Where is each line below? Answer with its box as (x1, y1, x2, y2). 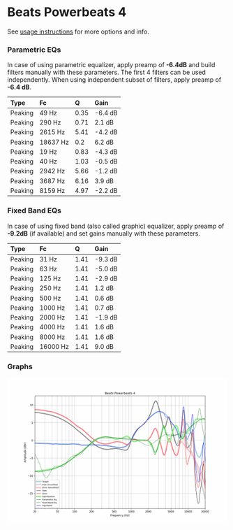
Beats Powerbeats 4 (7, 4, 127, 20)
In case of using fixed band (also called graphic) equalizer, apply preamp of (7, 222, 225, 230)
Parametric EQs (7, 45, 61, 55)
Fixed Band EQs (7, 206, 61, 215)
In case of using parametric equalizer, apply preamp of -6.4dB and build (7, 61, 216, 69)
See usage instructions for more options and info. (7, 27, 150, 36)
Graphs (7, 361, 33, 371)
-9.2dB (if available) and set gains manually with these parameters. (7, 229, 201, 238)
